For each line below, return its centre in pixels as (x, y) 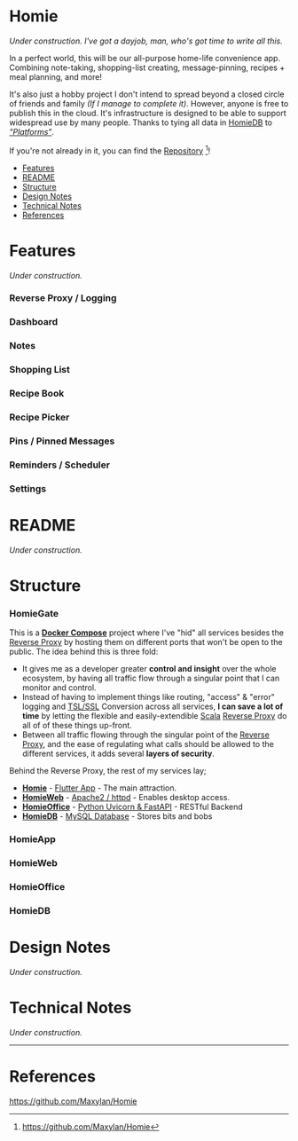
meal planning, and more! (55, 76)
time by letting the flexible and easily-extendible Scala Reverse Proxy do (154, 716)
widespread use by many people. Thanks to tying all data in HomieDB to (141, 122)
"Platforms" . (32, 131)
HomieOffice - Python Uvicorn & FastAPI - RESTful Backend (133, 807)
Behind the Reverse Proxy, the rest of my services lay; (108, 771)
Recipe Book (37, 394)
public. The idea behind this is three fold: (84, 652)
